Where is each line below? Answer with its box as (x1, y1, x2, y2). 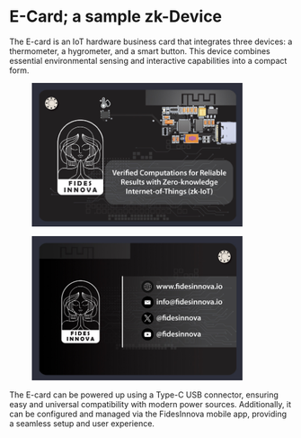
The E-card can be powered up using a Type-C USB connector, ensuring (9, 389, 279, 400)
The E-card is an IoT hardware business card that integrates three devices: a (9, 36, 293, 47)
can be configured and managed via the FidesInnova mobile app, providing (9, 408, 288, 419)
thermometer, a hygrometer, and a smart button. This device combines (9, 45, 271, 56)
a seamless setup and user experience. (9, 417, 155, 429)
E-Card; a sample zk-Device (9, 6, 223, 27)
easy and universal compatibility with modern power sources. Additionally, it (9, 398, 292, 409)
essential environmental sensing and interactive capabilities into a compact (9, 55, 288, 66)
